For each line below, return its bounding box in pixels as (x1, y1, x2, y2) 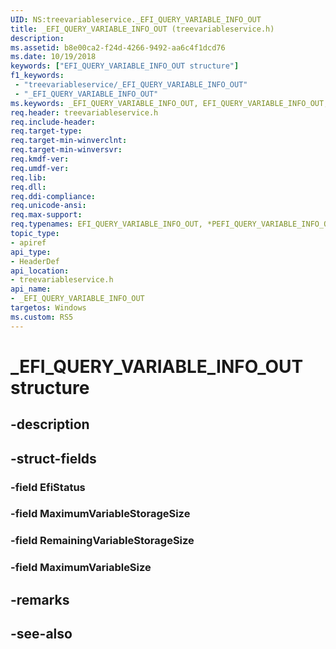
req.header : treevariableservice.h (10, 107, 159, 118)
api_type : (10, 247, 52, 257)
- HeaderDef (10, 256, 60, 266)
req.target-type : (10, 126, 83, 136)
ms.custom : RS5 (10, 312, 74, 322)
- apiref (10, 237, 47, 248)
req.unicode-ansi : (10, 201, 87, 211)
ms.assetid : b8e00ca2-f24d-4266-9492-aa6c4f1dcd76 (10, 42, 226, 53)
